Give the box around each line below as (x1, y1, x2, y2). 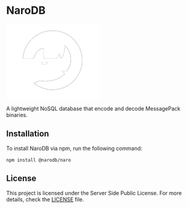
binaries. (6, 111, 28, 118)
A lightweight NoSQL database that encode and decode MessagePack (6, 104, 181, 112)
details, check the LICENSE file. (6, 196, 84, 203)
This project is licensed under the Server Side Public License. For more (6, 189, 182, 196)
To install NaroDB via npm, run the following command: (6, 145, 142, 152)
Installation (6, 129, 49, 139)
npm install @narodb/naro (6, 157, 71, 163)
